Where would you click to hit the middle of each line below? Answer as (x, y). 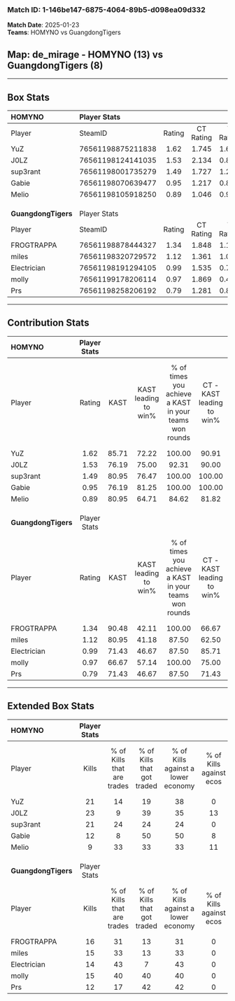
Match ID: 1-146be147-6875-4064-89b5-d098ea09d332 (106, 10)
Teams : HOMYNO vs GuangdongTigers (64, 32)
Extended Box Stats (51, 706)
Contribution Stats (48, 323)
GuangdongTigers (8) (55, 65)
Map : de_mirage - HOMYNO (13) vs (85, 54)
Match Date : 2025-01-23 (43, 25)
